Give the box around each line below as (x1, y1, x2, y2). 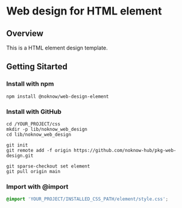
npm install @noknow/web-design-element (6, 93, 110, 99)
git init (6, 142, 28, 148)
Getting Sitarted (6, 61, 68, 72)
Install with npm (6, 80, 54, 88)
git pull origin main (6, 168, 61, 174)
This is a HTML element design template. (6, 44, 108, 51)
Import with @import (6, 182, 69, 191)
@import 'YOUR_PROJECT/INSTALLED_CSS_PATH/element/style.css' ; (6, 196, 169, 203)
